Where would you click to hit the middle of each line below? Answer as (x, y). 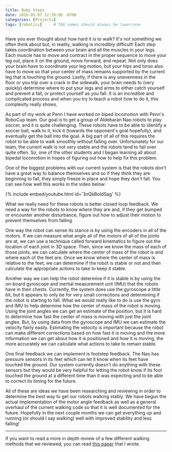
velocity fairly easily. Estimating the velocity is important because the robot (84, 328)
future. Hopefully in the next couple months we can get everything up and (83, 413)
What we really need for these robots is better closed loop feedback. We (82, 204)
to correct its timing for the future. (41, 381)
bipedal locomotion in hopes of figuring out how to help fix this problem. (81, 158)
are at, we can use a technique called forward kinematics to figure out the (83, 241)
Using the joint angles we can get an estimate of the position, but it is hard (84, 311)
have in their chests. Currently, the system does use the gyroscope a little (83, 289)
